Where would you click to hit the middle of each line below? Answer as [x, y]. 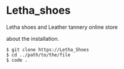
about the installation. [33, 38]
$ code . [17, 60]
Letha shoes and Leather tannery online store [62, 27]
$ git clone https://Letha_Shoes [48, 49]
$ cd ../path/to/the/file [38, 55]
